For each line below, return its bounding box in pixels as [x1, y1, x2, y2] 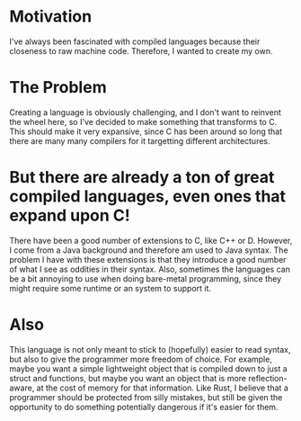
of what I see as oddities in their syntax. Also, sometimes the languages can [9, 264, 290, 274]
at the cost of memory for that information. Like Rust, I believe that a [36, 382, 289, 393]
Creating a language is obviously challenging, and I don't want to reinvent [9, 106, 281, 118]
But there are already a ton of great [9, 167, 275, 188]
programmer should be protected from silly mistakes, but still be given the [9, 391, 283, 402]
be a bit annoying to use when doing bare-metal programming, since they [9, 273, 282, 284]
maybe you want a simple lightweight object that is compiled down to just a [9, 363, 288, 374]
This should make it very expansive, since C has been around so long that [9, 126, 283, 137]
